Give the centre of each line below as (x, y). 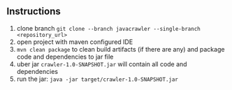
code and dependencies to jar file (65, 57)
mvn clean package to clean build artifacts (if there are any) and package (121, 49)
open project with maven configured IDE (75, 42)
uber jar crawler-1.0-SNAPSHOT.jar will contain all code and (102, 64)
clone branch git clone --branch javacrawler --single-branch (108, 28)
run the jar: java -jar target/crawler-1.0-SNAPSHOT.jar (97, 79)
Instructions (34, 12)
